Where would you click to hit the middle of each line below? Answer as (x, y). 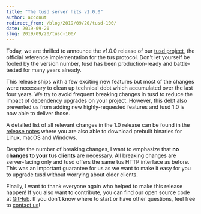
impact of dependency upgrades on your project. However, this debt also (97, 101)
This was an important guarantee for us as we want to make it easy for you (98, 169)
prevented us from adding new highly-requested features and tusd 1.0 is (95, 107)
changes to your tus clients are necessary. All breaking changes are (91, 155)
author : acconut (26, 17)
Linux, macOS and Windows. (42, 137)
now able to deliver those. (38, 114)
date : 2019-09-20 (28, 28)
